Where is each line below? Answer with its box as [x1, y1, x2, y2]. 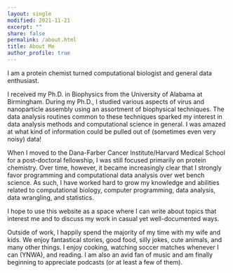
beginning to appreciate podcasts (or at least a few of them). [7, 258, 183, 266]
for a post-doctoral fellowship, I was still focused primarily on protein [7, 155, 206, 164]
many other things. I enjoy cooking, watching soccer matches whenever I [7, 243, 219, 251]
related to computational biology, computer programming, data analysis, [7, 186, 216, 194]
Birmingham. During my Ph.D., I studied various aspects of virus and [7, 97, 205, 106]
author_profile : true [7, 50, 71, 57]
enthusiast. [7, 76, 40, 84]
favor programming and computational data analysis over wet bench [7, 170, 205, 179]
